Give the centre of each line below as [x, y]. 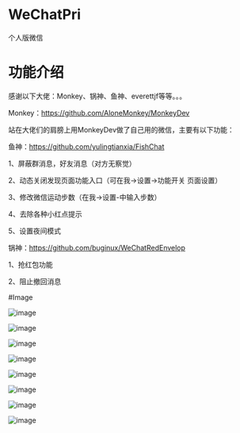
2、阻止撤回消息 [35, 281]
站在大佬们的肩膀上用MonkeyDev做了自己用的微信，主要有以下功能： [122, 129]
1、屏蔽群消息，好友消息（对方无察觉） [72, 163]
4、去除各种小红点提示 [46, 214]
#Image [21, 297]
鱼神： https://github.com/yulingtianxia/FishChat [86, 146]
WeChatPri [45, 15]
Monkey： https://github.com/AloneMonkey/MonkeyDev [99, 113]
